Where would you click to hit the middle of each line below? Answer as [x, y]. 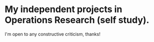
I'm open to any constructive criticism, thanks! [53, 34]
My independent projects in [64, 9]
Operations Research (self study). [77, 20]
